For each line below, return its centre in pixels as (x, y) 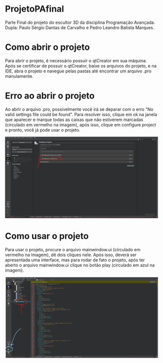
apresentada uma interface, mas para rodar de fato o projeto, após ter (75, 260)
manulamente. (19, 76)
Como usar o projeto (47, 236)
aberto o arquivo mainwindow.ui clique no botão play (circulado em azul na (80, 265)
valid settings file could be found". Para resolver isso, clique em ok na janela (81, 114)
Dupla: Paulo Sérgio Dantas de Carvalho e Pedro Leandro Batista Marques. (80, 27)
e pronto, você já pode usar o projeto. (43, 130)
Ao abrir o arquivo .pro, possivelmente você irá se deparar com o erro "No (79, 109)
